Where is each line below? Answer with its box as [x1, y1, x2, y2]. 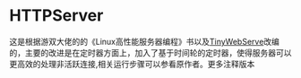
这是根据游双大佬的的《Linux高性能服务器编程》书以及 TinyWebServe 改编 [9, 36, 280, 47]
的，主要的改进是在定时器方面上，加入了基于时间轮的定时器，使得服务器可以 [9, 47, 292, 58]
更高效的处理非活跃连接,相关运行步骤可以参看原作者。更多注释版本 [9, 58, 255, 69]
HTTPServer [9, 5, 104, 26]
